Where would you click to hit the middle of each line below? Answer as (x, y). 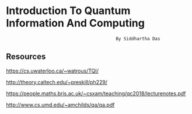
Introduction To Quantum (68, 11)
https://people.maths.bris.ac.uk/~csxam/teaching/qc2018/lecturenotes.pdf (96, 93)
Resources (26, 57)
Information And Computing (75, 23)
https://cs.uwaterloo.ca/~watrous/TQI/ (53, 71)
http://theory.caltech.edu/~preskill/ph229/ (57, 82)
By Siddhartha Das (138, 39)
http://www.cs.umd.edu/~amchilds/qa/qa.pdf (60, 105)
